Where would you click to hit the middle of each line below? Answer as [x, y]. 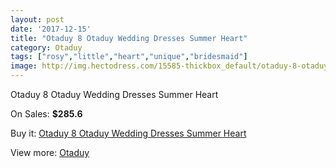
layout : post [37, 19]
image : [24, 66]
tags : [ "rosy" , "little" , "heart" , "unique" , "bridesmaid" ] [129, 57]
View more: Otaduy [50, 152]
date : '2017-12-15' [51, 29]
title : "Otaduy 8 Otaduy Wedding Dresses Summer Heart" [129, 38]
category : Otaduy [46, 47]
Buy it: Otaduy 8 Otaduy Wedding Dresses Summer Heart [128, 133]
